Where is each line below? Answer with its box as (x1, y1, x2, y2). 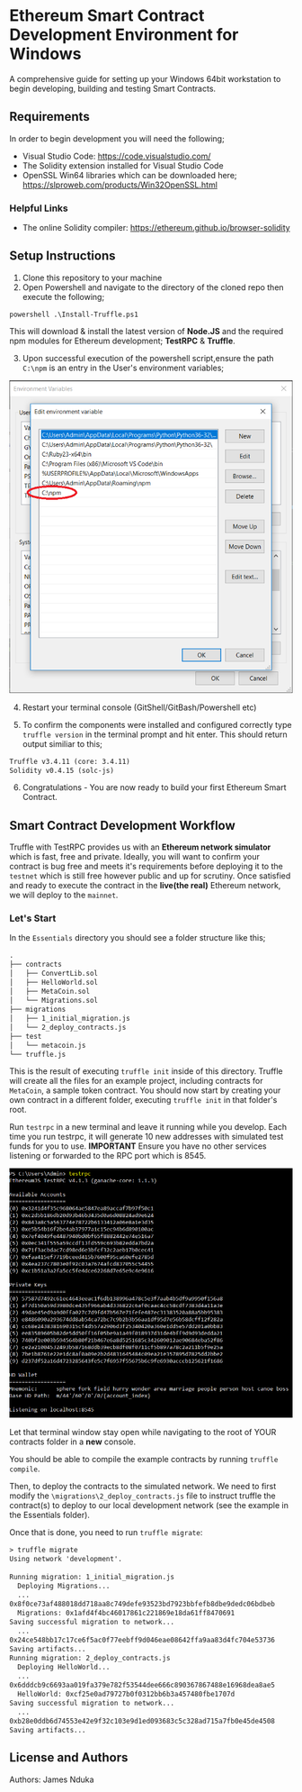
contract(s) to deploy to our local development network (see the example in (9, 1499, 289, 1510)
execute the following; (22, 291, 105, 302)
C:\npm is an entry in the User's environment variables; (22, 362, 225, 373)
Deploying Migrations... (17, 1581, 111, 1590)
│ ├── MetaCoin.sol (9, 987, 91, 996)
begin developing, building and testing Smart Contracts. (9, 83, 217, 94)
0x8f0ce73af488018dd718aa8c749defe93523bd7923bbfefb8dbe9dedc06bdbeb (9, 1599, 276, 1608)
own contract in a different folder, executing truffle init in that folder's (9, 1095, 278, 1105)
